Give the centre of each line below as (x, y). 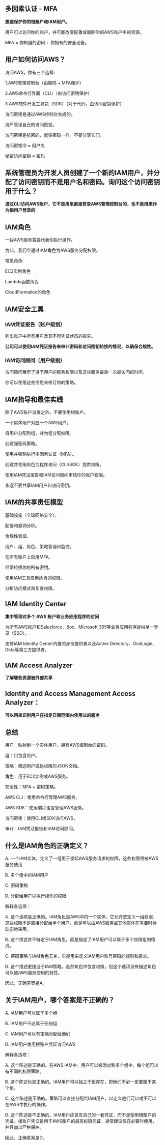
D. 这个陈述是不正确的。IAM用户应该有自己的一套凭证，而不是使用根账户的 (81, 1115)
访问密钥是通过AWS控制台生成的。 (40, 114)
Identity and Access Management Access (70, 693)
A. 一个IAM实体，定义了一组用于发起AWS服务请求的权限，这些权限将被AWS (82, 858)
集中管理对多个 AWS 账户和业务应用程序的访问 (52, 617)
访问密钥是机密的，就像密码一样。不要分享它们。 (55, 135)
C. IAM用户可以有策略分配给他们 (38, 1033)
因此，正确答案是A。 (26, 983)
